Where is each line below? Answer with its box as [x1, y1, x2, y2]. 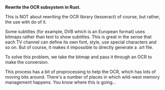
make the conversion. [5, 59, 49, 65]
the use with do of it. [5, 19, 47, 25]
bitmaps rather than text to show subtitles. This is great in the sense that [5, 34, 152, 40]
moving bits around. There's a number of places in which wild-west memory [5, 74, 160, 80]
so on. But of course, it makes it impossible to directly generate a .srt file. [5, 45, 154, 50]
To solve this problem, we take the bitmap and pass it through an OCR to [5, 54, 152, 60]
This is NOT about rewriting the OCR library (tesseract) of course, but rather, [5, 14, 161, 19]
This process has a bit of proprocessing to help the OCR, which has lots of [5, 69, 156, 75]
